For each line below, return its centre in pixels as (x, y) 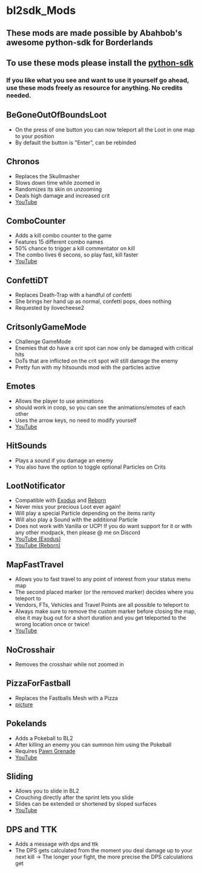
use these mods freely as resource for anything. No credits (95, 87)
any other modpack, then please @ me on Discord (77, 533)
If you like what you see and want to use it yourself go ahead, (98, 80)
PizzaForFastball (38, 684)
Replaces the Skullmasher (47, 176)
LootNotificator (36, 486)
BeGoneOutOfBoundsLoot (57, 115)
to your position (34, 136)
